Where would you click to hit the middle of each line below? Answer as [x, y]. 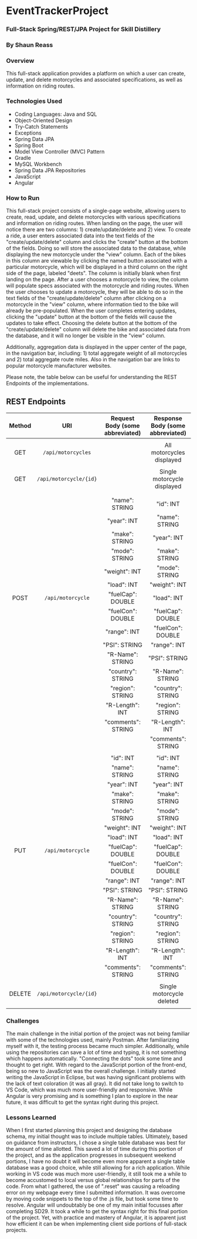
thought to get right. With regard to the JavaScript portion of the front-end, [96, 1065]
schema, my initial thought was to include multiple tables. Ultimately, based [97, 1136]
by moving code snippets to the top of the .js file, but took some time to [92, 1199]
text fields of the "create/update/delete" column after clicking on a [86, 298]
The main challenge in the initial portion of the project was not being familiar [98, 1034]
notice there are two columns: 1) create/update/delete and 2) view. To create [98, 229]
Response [168, 418]
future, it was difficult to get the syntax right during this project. [83, 1102]
